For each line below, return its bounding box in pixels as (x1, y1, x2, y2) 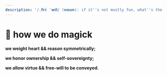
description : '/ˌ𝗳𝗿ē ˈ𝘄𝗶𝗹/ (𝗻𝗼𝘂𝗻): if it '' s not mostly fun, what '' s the (5, 7, 162, 12)
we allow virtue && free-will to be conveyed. (5, 64, 99, 70)
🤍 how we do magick (5, 28, 93, 40)
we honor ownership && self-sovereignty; (5, 55, 94, 61)
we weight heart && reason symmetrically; (5, 45, 96, 51)
